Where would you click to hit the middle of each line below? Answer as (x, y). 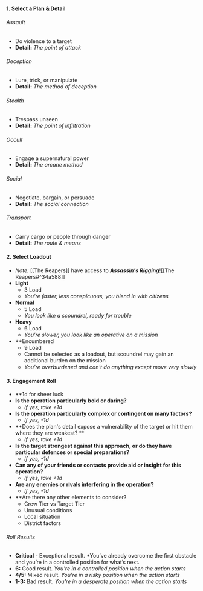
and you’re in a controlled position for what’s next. (77, 562)
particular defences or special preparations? (72, 452)
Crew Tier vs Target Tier (54, 504)
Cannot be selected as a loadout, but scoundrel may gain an (99, 354)
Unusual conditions (48, 510)
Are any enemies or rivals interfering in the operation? (84, 484)
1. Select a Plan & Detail (36, 8)
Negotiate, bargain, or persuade (55, 198)
